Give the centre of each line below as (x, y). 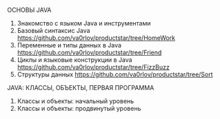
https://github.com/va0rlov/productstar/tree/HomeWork (96, 38)
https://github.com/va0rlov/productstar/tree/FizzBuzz (93, 67)
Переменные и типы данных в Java (69, 45)
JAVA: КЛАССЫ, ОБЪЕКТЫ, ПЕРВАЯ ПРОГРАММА (81, 88)
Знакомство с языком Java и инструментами (84, 23)
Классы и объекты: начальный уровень (76, 101)
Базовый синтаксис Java (54, 31)
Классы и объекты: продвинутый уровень (79, 108)
